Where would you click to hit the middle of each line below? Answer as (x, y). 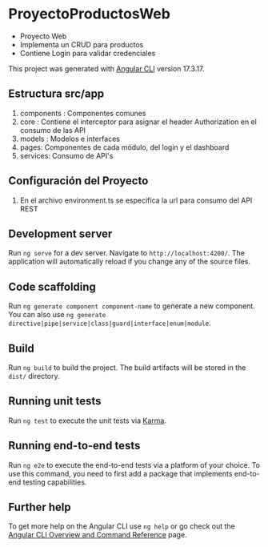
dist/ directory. (34, 376)
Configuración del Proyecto (78, 181)
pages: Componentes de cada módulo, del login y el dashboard (124, 147)
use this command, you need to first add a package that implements (120, 473)
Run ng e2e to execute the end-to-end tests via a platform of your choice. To (134, 465)
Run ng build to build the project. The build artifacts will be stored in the (127, 368)
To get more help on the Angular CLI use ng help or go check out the (122, 526)
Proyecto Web (43, 36)
